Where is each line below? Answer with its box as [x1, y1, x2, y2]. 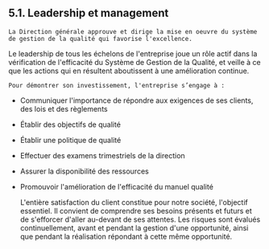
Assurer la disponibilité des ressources [19, 166, 149, 176]
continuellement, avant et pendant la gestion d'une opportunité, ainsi [19, 222, 249, 232]
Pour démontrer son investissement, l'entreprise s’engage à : [8, 81, 226, 89]
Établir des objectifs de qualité [19, 120, 121, 129]
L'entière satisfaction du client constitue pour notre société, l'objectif [19, 197, 248, 207]
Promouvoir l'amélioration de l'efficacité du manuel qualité [19, 182, 213, 191]
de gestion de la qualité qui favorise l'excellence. [8, 35, 193, 43]
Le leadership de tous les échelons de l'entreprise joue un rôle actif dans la [8, 48, 258, 59]
